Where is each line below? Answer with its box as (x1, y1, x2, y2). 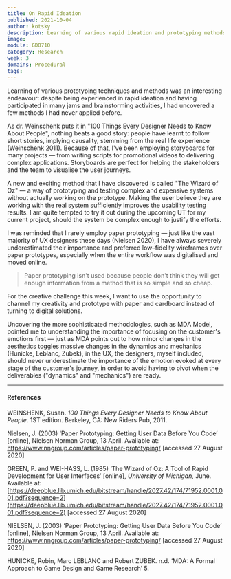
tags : (7, 67, 23, 74)
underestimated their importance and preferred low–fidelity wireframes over (7, 243, 223, 252)
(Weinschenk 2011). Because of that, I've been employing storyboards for (7, 144, 215, 152)
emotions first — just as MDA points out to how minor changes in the (7, 334, 201, 342)
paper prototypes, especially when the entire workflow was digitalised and (7, 250, 219, 259)
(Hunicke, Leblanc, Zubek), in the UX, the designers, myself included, (7, 349, 204, 358)
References (7, 393, 41, 402)
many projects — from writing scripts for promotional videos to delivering (7, 151, 214, 159)
